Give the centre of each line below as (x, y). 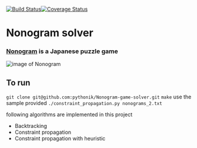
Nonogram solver (50, 33)
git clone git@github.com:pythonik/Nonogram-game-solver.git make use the (99, 97)
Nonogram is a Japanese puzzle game (62, 51)
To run (18, 83)
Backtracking (31, 126)
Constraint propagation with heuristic (60, 139)
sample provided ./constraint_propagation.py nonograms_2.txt (84, 103)
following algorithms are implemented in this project (70, 114)
